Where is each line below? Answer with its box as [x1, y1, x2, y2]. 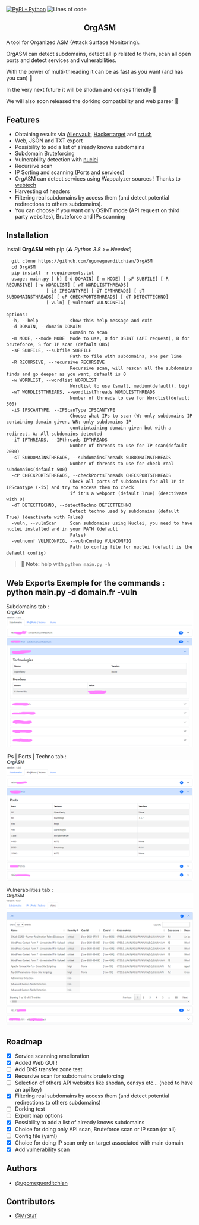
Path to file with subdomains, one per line [70, 353, 182, 360]
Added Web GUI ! [14, 1059, 58, 1066]
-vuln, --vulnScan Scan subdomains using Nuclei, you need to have [11, 520, 193, 527]
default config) [6, 550, 46, 556]
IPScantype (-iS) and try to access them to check [6, 484, 134, 491]
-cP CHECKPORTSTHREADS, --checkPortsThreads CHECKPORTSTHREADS [11, 472, 171, 479]
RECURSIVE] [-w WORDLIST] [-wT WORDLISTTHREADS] [6, 282, 129, 288]
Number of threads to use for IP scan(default [70, 443, 187, 449]
